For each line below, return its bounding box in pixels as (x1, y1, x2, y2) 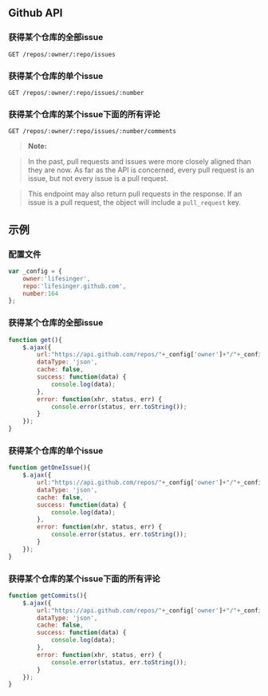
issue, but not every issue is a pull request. (27, 174, 169, 183)
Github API (8, 6, 63, 20)
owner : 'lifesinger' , (22, 274, 91, 282)
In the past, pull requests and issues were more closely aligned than (27, 157, 251, 167)
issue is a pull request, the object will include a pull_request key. (27, 198, 242, 207)
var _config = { (8, 267, 62, 275)
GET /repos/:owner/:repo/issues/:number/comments (8, 128, 177, 136)
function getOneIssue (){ (8, 464, 91, 472)
